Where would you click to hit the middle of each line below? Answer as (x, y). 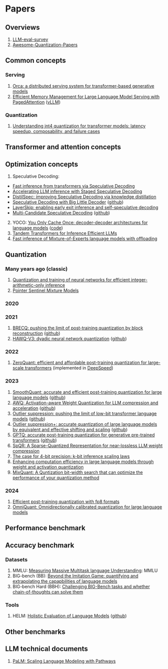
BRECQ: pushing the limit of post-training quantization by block (78, 328)
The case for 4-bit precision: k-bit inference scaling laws (71, 456)
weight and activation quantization (48, 467)
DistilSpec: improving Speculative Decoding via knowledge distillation (84, 197)
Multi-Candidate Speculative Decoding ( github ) (61, 213)
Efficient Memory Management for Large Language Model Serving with (86, 97)
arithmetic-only (28, 285)
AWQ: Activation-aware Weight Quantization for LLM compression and (85, 403)
